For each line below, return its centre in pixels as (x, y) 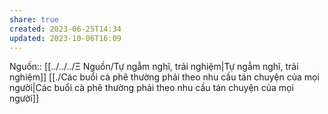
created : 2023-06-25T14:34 (65, 29)
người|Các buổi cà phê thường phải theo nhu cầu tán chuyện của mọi (151, 88)
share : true (34, 19)
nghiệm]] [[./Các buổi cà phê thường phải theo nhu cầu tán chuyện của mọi (164, 77)
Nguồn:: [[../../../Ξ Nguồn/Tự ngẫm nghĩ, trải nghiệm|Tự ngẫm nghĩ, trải (154, 67)
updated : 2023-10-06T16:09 (65, 38)
